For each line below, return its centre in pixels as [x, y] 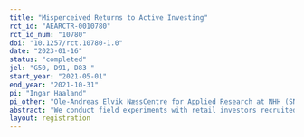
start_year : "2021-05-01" [58, 77]
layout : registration [50, 118]
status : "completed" [48, 59]
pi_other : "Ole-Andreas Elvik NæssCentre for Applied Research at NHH [145, 101]
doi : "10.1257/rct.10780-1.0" [66, 43]
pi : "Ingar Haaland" [48, 93]
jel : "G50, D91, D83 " [52, 68]
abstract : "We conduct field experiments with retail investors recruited [153, 110]
